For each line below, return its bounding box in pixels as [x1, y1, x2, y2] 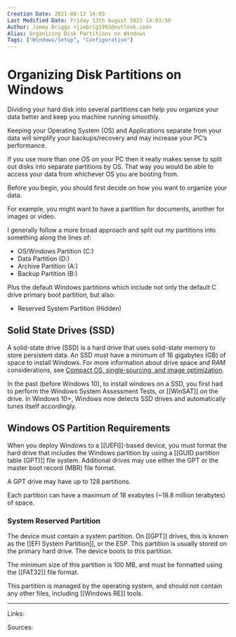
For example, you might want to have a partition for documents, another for [7, 205, 225, 214]
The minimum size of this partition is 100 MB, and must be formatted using [7, 560, 223, 569]
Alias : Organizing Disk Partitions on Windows [7, 30, 146, 37]
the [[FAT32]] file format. [7, 568, 79, 576]
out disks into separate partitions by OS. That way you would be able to [7, 163, 214, 171]
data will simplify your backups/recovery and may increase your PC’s [7, 134, 207, 142]
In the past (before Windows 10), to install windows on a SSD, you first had [7, 379, 223, 388]
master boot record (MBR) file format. [7, 463, 116, 472]
